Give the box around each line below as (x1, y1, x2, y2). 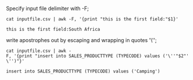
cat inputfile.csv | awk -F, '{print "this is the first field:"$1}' (6, 16, 179, 22)
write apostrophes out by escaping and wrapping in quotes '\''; (6, 37, 157, 43)
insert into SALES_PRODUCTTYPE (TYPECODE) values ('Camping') (6, 68, 160, 74)
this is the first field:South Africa (6, 26, 100, 32)
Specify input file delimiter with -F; (6, 5, 89, 12)
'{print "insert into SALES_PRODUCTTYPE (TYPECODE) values (13, 53, 160, 59)
